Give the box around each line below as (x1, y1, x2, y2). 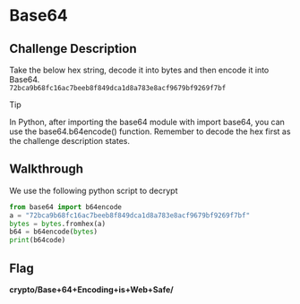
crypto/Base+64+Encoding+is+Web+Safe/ (9, 284, 174, 295)
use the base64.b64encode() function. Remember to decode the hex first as (9, 126, 291, 137)
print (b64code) (9, 236, 66, 245)
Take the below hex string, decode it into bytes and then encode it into (9, 64, 270, 75)
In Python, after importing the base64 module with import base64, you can (9, 117, 285, 127)
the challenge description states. (9, 136, 130, 146)
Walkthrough (9, 162, 83, 177)
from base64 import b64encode (9, 202, 123, 211)
